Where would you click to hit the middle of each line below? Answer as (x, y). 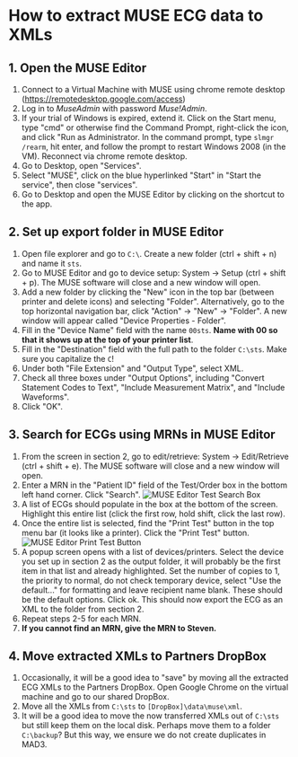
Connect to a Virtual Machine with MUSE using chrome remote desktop (153, 89)
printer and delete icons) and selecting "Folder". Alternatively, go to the (153, 301)
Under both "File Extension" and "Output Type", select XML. (132, 368)
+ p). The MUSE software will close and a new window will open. (141, 282)
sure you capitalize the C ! (67, 358)
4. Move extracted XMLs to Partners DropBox (137, 656)
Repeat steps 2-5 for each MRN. (81, 618)
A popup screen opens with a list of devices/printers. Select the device (153, 551)
